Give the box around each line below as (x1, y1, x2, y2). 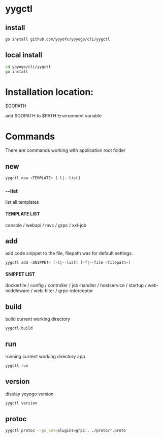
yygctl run (5, 363, 28, 368)
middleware (5, 288, 30, 294)
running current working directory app (5, 353, 85, 359)
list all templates (5, 199, 39, 205)
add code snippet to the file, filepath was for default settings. (5, 250, 133, 257)
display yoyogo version (5, 391, 54, 397)
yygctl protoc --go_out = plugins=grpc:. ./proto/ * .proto (5, 428, 126, 433)
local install (5, 51, 42, 59)
